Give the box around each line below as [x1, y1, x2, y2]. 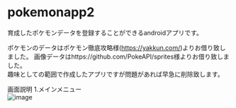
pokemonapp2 [7, 4, 95, 20]
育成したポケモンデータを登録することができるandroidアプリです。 [7, 28, 203, 37]
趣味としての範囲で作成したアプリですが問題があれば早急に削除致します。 [7, 70, 225, 78]
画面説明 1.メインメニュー [7, 85, 82, 93]
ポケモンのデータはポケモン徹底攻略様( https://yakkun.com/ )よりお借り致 [7, 43, 220, 52]
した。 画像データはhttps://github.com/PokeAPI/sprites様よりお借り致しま [13, 52, 230, 61]
